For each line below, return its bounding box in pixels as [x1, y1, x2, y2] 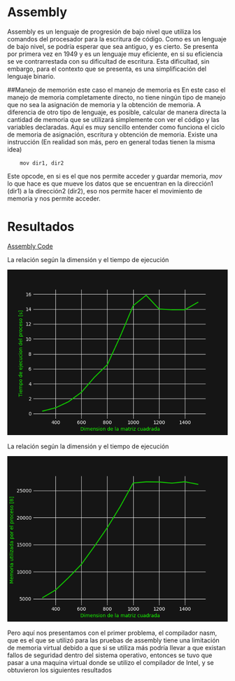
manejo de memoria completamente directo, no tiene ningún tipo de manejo [7, 92, 226, 102]
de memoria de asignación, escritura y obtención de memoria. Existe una [7, 130, 218, 139]
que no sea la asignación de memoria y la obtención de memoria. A [7, 100, 201, 109]
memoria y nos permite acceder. [7, 194, 101, 202]
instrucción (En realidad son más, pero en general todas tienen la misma [7, 137, 215, 146]
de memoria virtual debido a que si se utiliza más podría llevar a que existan [7, 643, 226, 652]
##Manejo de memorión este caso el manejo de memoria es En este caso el [7, 85, 226, 94]
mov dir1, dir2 [20, 159, 64, 167]
